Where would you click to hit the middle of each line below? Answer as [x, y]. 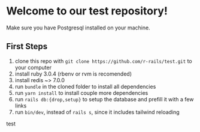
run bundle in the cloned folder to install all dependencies [85, 86]
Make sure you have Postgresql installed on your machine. [78, 28]
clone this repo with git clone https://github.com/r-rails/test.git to [104, 61]
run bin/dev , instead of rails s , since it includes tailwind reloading [97, 112]
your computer [33, 67]
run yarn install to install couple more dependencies [81, 93]
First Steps [27, 46]
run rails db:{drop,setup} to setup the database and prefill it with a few [104, 99]
